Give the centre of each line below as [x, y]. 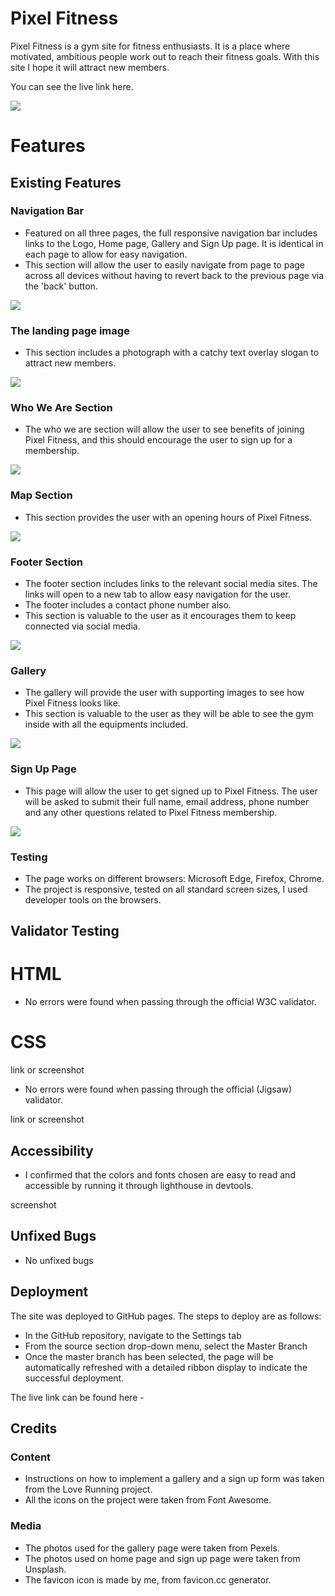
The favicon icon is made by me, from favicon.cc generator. [148, 1579]
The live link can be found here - [77, 1397]
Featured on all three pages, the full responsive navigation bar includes [171, 233]
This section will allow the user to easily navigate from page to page [165, 264]
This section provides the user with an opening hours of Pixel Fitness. [168, 517]
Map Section [41, 495]
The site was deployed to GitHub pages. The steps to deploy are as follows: [166, 1316]
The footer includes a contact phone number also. [128, 605]
